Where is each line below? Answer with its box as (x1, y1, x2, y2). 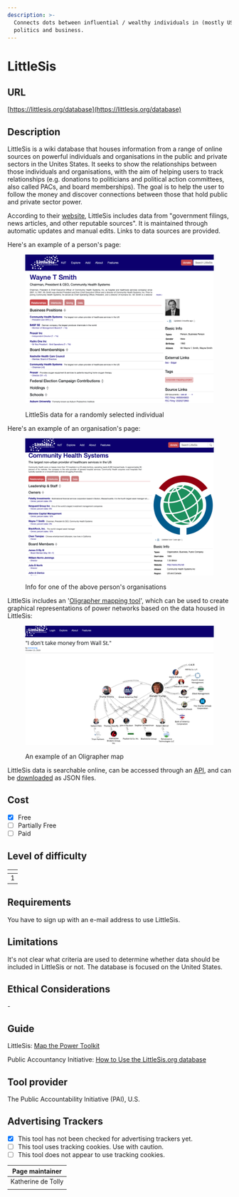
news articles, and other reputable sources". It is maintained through (7, 219, 208, 228)
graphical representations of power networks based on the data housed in (7, 604, 225, 612)
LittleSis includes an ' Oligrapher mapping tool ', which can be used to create (7, 596, 229, 605)
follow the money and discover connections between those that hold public (7, 190, 228, 199)
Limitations (7, 936, 58, 948)
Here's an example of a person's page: (7, 241, 122, 249)
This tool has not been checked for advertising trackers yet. (17, 1134, 193, 1143)
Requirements (7, 897, 71, 909)
